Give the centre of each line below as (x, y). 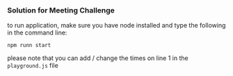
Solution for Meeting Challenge (61, 10)
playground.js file (33, 66)
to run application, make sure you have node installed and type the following (116, 26)
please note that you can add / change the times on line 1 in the (98, 58)
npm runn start (29, 46)
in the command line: (37, 32)
